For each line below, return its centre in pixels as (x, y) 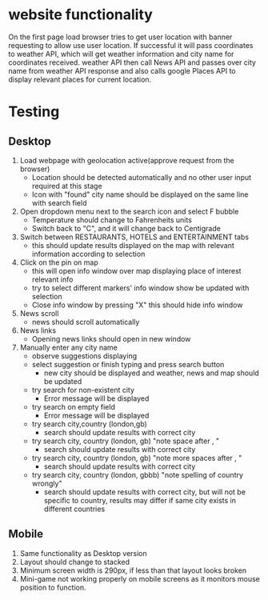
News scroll (39, 313)
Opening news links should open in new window (111, 338)
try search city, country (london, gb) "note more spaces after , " (137, 458)
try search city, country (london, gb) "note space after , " (126, 441)
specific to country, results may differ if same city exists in (140, 500)
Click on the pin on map (59, 262)
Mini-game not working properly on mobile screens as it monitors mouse (140, 578)
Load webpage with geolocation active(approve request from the (127, 160)
